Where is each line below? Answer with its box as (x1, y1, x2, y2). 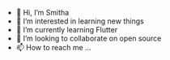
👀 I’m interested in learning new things (15, 16, 144, 26)
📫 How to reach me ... (15, 43, 91, 52)
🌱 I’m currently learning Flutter (15, 25, 118, 34)
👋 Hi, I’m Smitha (15, 8, 70, 17)
